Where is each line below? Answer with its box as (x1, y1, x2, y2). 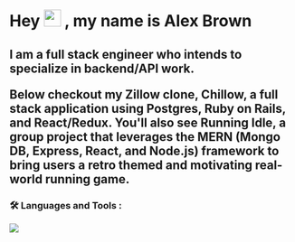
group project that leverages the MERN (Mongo (9, 129, 281, 144)
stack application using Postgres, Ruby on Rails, (9, 100, 287, 116)
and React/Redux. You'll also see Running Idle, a (9, 115, 287, 130)
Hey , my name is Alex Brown (9, 11, 252, 32)
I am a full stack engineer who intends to (9, 46, 243, 62)
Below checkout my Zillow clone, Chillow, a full (9, 87, 279, 102)
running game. (44, 172, 130, 187)
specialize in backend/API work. (9, 60, 195, 76)
